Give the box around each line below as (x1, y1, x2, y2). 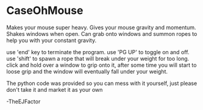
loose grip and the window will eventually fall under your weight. (6, 67, 168, 75)
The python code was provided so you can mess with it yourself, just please (6, 80, 198, 87)
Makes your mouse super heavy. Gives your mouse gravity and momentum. (6, 24, 196, 31)
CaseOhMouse (6, 4, 84, 18)
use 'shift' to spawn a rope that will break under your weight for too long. (6, 55, 190, 62)
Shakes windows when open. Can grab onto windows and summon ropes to (6, 30, 198, 37)
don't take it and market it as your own (6, 86, 103, 93)
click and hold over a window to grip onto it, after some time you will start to (6, 61, 197, 69)
